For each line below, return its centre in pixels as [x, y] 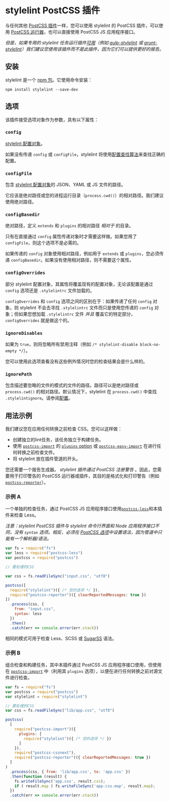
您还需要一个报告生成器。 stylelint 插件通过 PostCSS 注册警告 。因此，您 [81, 470]
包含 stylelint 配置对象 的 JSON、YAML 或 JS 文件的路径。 [65, 185]
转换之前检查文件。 [37, 452]
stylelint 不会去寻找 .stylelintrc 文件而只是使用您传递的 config [86, 307]
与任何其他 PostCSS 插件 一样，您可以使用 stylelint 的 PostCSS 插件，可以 [82, 25]
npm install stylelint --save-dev [42, 90]
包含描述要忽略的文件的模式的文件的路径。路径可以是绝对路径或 [72, 385]
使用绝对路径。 [21, 202]
